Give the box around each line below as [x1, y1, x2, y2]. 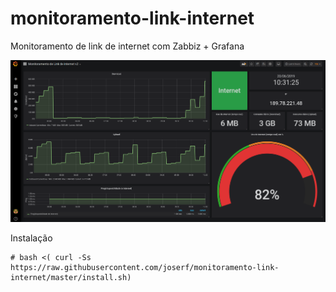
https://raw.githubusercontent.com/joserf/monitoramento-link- [10, 262, 280, 272]
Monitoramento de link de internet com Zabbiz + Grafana [10, 40, 245, 52]
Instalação [10, 232, 53, 244]
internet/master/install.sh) [10, 272, 132, 282]
